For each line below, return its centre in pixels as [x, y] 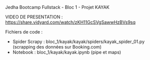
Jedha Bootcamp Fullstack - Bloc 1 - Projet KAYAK [57, 7]
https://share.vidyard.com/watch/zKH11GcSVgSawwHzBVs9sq [70, 22]
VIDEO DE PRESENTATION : [34, 17]
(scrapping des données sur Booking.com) [57, 47]
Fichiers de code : [24, 32]
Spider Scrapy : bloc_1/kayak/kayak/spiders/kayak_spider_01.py [79, 41]
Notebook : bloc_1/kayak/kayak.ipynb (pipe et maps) [67, 52]
